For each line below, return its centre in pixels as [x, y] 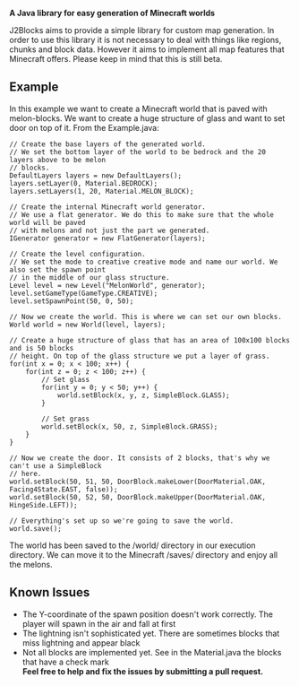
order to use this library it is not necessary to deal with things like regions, [145, 40]
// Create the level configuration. [77, 254]
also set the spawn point [57, 269]
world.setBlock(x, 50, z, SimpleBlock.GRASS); [130, 426]
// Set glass [66, 379]
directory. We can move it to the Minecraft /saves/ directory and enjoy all [144, 554]
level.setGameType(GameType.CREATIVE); [84, 293]
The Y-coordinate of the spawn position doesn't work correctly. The [147, 614]
